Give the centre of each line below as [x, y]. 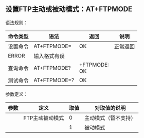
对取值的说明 [110, 108]
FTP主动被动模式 [44, 118]
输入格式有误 [49, 56]
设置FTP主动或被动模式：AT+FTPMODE [69, 9]
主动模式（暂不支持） [110, 118]
